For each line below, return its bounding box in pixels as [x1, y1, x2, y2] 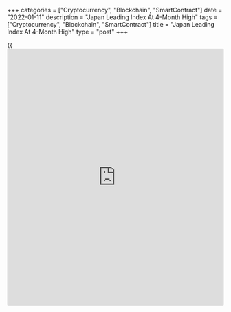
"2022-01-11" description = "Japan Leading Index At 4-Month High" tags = [7, 13, 218, 21]
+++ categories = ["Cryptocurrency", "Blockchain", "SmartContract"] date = [7, 6, 223, 14]
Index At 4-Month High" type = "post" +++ [7, 27, 129, 36]
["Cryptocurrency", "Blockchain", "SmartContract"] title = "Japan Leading [7, 21, 215, 28]
